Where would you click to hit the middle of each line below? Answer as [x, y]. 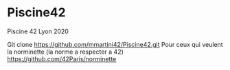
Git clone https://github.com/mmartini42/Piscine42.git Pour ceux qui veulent [115, 44]
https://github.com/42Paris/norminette [62, 58]
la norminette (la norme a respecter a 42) [65, 52]
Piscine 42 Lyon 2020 [38, 31]
